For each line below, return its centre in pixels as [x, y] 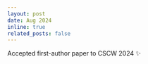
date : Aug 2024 [30, 20]
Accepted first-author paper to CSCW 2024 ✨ [74, 53]
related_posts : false [39, 33]
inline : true [26, 27]
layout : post [26, 14]
